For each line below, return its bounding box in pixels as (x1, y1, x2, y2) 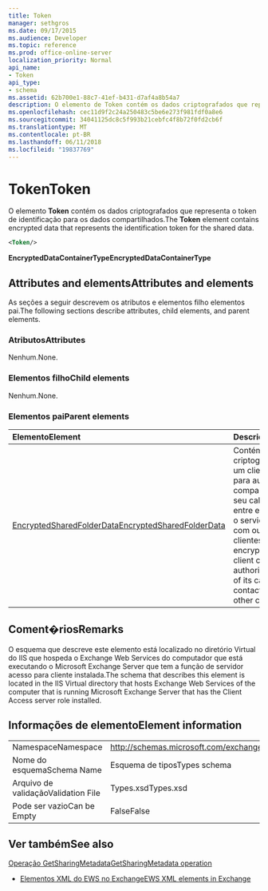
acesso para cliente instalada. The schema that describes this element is (8, 670, 246, 679)
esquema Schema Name (12, 764, 102, 775)
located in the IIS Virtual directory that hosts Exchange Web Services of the (8, 678, 256, 688)
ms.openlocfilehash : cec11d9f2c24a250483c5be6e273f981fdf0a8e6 (8, 109, 223, 117)
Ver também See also (8, 837, 114, 851)
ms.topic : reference (8, 42, 77, 50)
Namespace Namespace (12, 741, 103, 752)
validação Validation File (12, 787, 101, 798)
